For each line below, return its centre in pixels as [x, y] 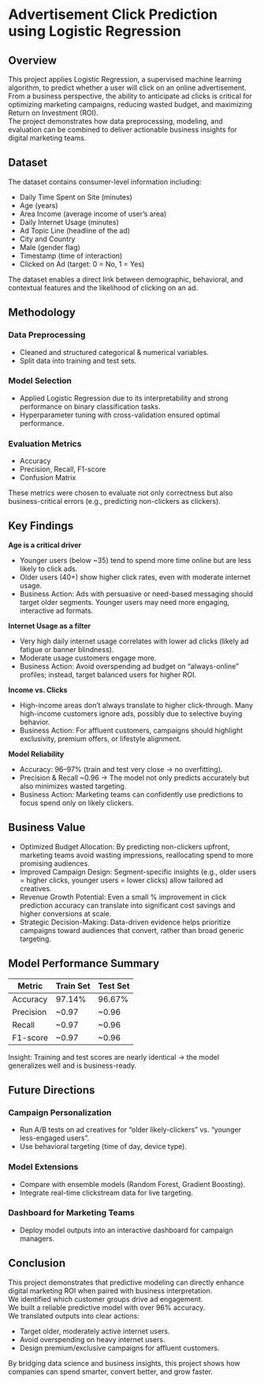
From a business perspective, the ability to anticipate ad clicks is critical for [130, 96]
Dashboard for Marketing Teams [72, 1213]
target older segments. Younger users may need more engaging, [125, 602]
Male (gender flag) [50, 247]
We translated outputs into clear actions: [74, 1315]
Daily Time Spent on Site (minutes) [76, 197]
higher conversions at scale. [65, 913]
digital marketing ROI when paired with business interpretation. [110, 1290]
